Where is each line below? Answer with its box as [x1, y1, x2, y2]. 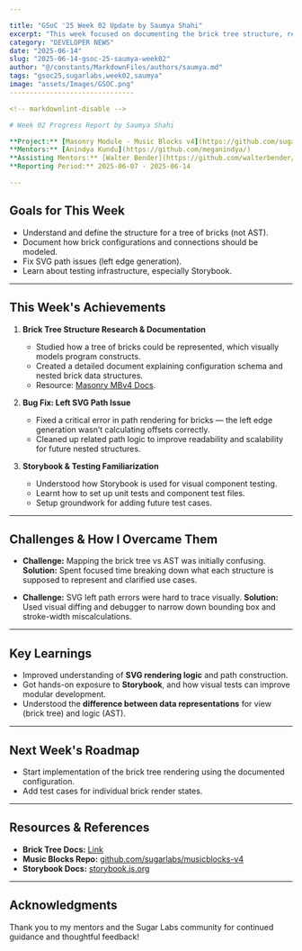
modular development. [22, 689, 106, 700]
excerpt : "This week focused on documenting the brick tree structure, [9, 29, 283, 39]
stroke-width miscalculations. [22, 611, 132, 622]
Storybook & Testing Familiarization [22, 460, 159, 471]
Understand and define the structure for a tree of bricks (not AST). [22, 227, 269, 238]
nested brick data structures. [35, 370, 144, 381]
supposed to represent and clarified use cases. [22, 575, 198, 585]
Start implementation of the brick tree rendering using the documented [22, 766, 285, 777]
